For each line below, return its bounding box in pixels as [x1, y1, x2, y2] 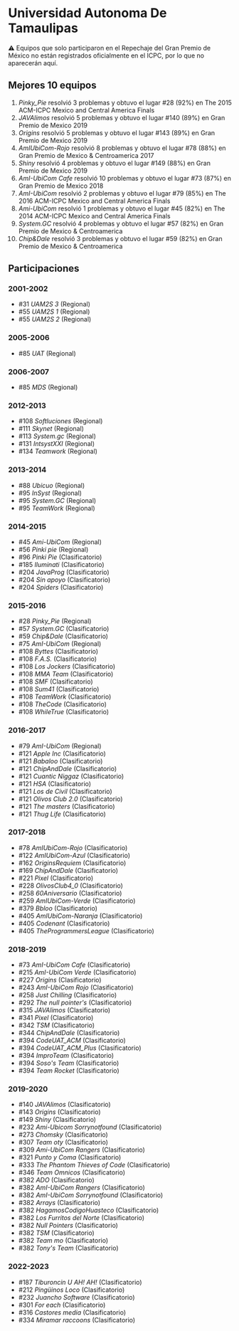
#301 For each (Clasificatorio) [18, 1300, 106, 1309]
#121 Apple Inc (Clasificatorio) [18, 749, 106, 758]
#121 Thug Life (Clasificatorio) [18, 810, 106, 818]
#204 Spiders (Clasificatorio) [18, 583, 104, 591]
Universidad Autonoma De [8, 5, 167, 21]
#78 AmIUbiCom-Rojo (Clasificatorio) [18, 843, 128, 852]
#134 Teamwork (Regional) [18, 447, 98, 456]
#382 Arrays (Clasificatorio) [18, 1199, 101, 1207]
